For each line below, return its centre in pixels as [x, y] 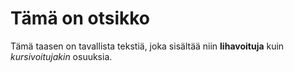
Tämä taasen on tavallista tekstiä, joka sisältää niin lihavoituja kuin [147, 46]
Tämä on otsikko [80, 18]
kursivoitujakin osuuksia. [61, 56]
